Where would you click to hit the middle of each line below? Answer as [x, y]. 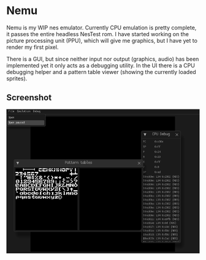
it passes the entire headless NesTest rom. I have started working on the [97, 34]
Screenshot [29, 98]
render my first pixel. [32, 47]
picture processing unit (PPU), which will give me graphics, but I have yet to [102, 40]
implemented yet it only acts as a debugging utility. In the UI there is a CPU [101, 65]
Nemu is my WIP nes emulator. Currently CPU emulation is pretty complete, [101, 28]
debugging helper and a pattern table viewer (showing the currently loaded [101, 72]
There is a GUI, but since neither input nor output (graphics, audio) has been [103, 59]
